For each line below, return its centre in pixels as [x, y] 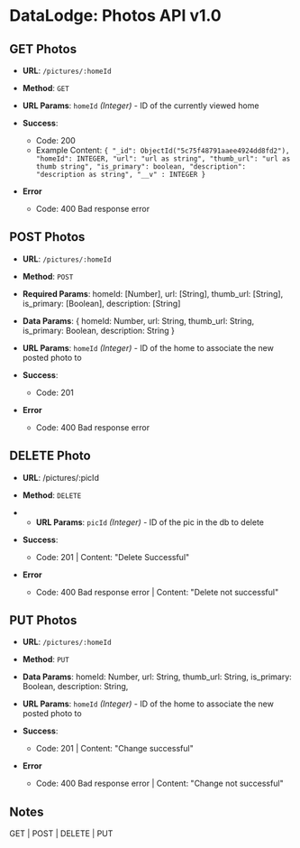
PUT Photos [43, 620]
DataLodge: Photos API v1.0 [116, 16]
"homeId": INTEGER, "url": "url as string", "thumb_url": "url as [163, 159]
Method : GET [45, 88]
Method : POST [48, 276]
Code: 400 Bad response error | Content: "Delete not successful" [157, 592]
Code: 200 [56, 140]
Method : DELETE [52, 495]
